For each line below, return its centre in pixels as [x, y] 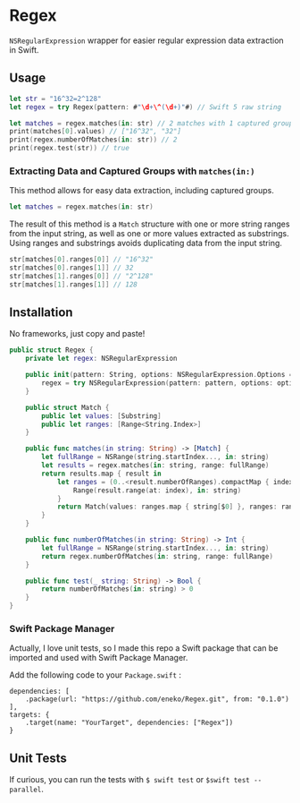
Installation [41, 313]
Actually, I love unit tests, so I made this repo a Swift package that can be [144, 648]
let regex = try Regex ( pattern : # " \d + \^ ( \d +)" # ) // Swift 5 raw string [146, 107]
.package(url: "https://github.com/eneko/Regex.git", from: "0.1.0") [158, 699]
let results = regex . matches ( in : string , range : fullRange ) [155, 466]
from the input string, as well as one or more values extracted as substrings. [149, 234]
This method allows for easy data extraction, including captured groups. [142, 191]
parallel [25, 790]
